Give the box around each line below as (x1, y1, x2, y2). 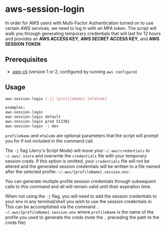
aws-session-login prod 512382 (5, 119, 70, 124)
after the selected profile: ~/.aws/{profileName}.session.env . (5, 168, 130, 174)
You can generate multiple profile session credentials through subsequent (5, 178, 156, 184)
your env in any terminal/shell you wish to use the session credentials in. (5, 198, 153, 204)
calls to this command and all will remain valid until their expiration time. (5, 183, 152, 189)
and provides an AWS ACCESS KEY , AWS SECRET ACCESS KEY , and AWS (5, 36, 160, 42)
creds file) (5, 220, 26, 226)
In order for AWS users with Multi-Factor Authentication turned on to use (5, 20, 154, 26)
